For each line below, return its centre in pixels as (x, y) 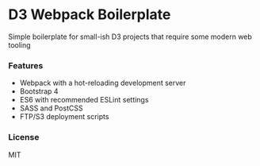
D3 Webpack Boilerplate (90, 15)
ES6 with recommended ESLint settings (84, 100)
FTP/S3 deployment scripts (64, 117)
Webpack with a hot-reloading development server (103, 83)
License (24, 137)
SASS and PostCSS (51, 108)
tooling (19, 44)
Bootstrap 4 (39, 91)
